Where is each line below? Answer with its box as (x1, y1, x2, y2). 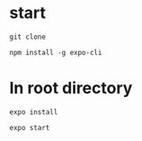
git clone (9, 32, 47, 41)
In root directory (9, 78, 133, 99)
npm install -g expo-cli (9, 48, 102, 57)
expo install (9, 107, 58, 117)
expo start (9, 123, 50, 132)
